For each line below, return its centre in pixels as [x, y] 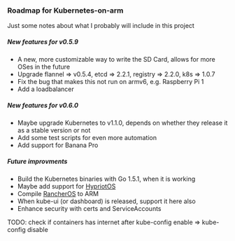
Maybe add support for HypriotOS [66, 186]
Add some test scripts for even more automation [87, 138]
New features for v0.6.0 [43, 105]
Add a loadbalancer [46, 89]
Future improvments [37, 161]
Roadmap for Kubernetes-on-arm [65, 11]
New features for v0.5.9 [43, 41]
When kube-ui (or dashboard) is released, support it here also [106, 201]
